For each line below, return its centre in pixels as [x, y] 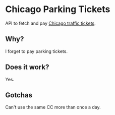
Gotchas [19, 95]
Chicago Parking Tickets [58, 9]
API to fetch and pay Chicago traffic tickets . [50, 23]
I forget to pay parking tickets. [37, 51]
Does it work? [27, 67]
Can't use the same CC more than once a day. [53, 107]
